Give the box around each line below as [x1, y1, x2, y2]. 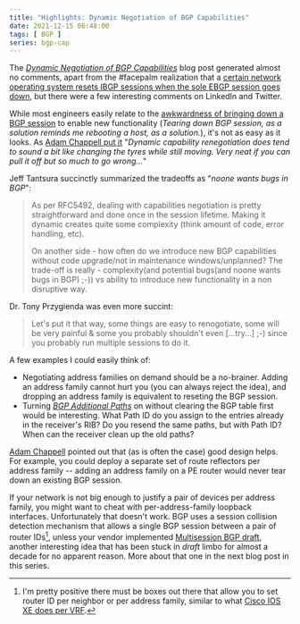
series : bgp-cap [9, 38, 70, 47]
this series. [9, 560, 50, 570]
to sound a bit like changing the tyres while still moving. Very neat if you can [9, 147, 291, 157]
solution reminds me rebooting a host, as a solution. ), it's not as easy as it [9, 127, 281, 139]
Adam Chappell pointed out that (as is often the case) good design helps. [9, 446, 279, 457]
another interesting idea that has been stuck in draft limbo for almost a [9, 541, 269, 552]
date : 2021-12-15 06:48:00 [9, 21, 110, 30]
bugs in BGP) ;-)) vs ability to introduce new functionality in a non [30, 274, 272, 285]
